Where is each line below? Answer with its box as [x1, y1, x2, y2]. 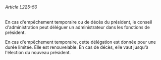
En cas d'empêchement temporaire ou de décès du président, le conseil [5, 19, 152, 25]
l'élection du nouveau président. [5, 50, 71, 56]
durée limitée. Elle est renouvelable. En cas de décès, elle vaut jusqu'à [5, 44, 149, 50]
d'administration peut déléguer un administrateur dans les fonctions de [5, 25, 150, 30]
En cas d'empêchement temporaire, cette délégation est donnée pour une [5, 39, 156, 45]
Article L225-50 [5, 4, 38, 10]
